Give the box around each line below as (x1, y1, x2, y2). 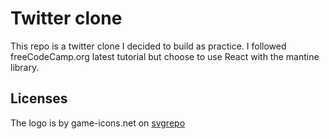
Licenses (10, 90, 68, 107)
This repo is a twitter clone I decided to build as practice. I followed (10, 40, 287, 52)
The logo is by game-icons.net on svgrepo (10, 117, 186, 129)
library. (10, 61, 40, 73)
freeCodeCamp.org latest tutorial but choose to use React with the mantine (10, 50, 320, 62)
